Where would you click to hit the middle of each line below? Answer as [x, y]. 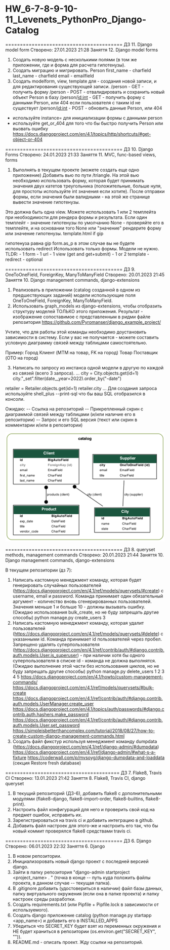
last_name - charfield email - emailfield [53, 75]
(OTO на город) [22, 358]
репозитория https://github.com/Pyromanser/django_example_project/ [87, 322]
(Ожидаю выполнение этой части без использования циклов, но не [86, 666]
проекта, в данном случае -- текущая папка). [62, 883]
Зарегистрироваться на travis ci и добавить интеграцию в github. [83, 820]
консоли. [15, 399]
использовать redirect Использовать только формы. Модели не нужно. [82, 248]
